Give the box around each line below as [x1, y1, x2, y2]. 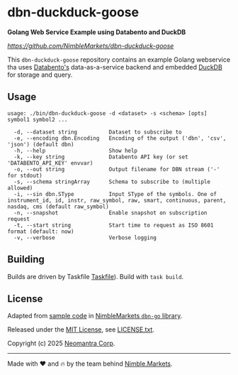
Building [7, 254, 45, 266]
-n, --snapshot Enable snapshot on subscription [13, 209, 208, 217]
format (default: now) [7, 228, 74, 235]
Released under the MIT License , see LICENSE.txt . [7, 325, 154, 334]
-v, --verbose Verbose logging [13, 234, 157, 241]
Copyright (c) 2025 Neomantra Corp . [7, 339, 115, 348]
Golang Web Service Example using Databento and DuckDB [7, 28, 186, 36]
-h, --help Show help [13, 147, 138, 154]
